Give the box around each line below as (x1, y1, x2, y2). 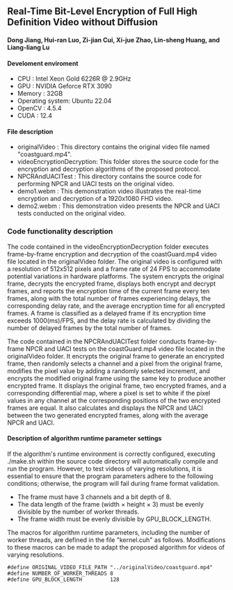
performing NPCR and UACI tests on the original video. (17, 180, 175, 188)
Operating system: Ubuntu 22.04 (17, 97, 112, 105)
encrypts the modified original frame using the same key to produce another (7, 374, 226, 382)
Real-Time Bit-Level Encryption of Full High (7, 6, 198, 17)
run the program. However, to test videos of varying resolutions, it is (7, 464, 202, 473)
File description (7, 127, 54, 136)
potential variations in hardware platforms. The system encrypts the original (7, 272, 225, 280)
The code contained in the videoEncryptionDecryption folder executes (7, 243, 209, 251)
